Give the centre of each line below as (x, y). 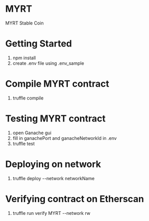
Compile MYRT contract (57, 84)
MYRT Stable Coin (24, 23)
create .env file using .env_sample (48, 63)
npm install (24, 58)
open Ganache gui (32, 133)
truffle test (23, 143)
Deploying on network (53, 164)
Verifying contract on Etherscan (75, 199)
